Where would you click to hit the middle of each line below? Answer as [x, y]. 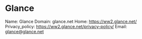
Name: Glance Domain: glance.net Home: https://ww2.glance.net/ [71, 21]
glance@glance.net [25, 31]
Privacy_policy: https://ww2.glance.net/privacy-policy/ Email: [66, 26]
